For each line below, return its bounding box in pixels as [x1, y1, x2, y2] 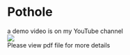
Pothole [7, 4, 54, 20]
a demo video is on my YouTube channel [7, 27, 124, 35]
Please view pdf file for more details [7, 41, 111, 49]
